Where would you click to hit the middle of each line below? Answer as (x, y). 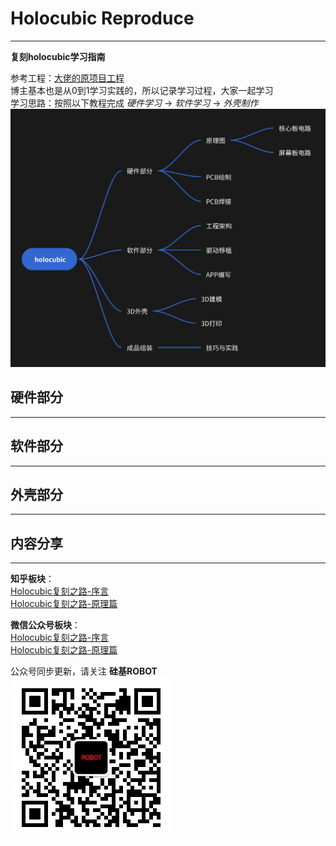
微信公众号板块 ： (45, 625)
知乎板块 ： (32, 579)
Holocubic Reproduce (102, 18)
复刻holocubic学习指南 (58, 56)
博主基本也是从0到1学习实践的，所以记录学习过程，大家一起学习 (142, 90)
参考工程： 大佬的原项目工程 (67, 78)
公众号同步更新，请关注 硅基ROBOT (84, 671)
